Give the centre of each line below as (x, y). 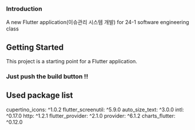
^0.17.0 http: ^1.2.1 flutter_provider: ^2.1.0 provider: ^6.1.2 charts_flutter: (91, 115)
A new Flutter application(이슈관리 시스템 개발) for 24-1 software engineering (98, 22)
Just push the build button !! (47, 77)
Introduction (24, 9)
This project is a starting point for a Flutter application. (72, 61)
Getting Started (35, 47)
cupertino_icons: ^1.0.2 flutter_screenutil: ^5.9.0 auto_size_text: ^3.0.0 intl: (95, 110)
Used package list (40, 95)
